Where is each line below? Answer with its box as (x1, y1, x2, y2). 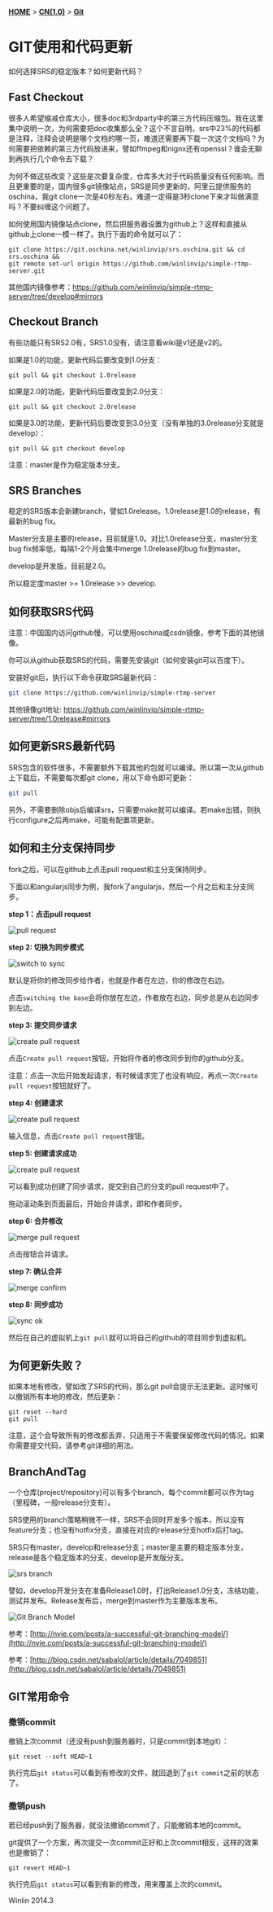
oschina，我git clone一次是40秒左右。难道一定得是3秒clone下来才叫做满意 (8, 191, 260, 201)
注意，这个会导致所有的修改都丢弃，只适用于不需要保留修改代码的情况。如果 (8, 1431, 265, 1441)
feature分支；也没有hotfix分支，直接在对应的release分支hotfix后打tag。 (8, 1525, 248, 1535)
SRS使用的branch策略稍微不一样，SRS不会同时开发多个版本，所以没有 (8, 1515, 245, 1525)
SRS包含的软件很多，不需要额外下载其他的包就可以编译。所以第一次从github (8, 762, 264, 772)
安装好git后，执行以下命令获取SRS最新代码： (8, 673, 159, 682)
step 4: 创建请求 (8, 1098, 63, 1107)
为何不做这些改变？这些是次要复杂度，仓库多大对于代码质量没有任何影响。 (8, 171, 258, 181)
